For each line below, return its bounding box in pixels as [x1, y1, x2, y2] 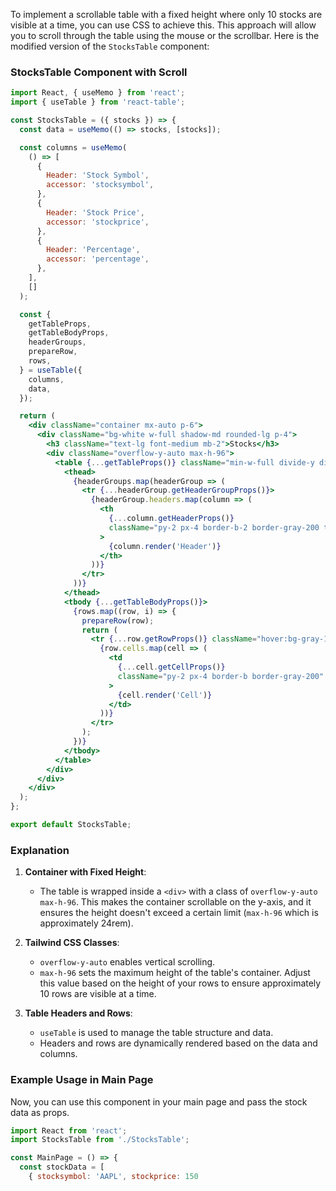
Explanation [10, 843, 70, 857]
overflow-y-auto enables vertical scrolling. [39, 956, 216, 968]
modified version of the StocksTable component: [10, 40, 210, 52]
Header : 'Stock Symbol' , [46, 170, 150, 181]
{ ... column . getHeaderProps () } [108, 514, 235, 524]
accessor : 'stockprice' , [46, 217, 150, 227]
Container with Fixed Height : [24, 866, 147, 878]
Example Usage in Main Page [10, 1073, 154, 1087]
